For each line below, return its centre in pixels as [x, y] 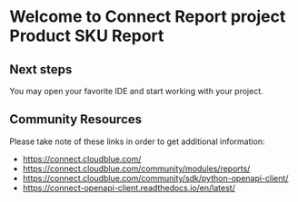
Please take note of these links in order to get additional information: [137, 141]
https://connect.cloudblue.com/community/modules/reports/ [136, 168]
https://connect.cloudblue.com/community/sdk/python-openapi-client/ [155, 178]
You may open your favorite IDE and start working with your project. [136, 91]
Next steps [41, 69]
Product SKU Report [87, 36]
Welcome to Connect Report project [148, 17]
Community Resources [76, 120]
